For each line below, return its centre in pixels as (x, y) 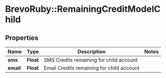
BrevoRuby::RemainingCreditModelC (83, 9)
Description (92, 52)
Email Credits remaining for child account (92, 68)
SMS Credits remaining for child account (91, 60)
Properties (22, 38)
